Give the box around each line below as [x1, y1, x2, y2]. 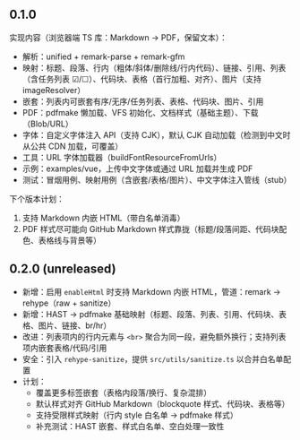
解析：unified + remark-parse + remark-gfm [21, 51, 185, 62]
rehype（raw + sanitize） [21, 298, 116, 308]
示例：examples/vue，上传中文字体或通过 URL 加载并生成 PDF [21, 163, 253, 174]
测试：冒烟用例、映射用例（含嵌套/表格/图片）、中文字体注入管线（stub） [21, 174, 292, 185]
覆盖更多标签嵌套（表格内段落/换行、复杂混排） [35, 387, 212, 398]
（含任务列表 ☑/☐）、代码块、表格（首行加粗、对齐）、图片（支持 [21, 73, 261, 84]
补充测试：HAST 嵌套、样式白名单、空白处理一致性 [35, 420, 225, 431]
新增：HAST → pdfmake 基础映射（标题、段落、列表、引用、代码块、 [21, 308, 279, 319]
